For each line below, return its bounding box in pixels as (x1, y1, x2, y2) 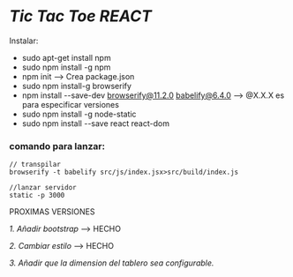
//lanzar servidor (9, 183, 77, 192)
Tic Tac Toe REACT (9, 6, 153, 26)
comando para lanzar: (9, 139, 106, 152)
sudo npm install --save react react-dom (21, 117, 170, 129)
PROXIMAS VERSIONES (9, 206, 95, 217)
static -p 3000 (9, 191, 65, 200)
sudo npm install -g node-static (21, 109, 137, 119)
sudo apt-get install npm (21, 52, 112, 63)
